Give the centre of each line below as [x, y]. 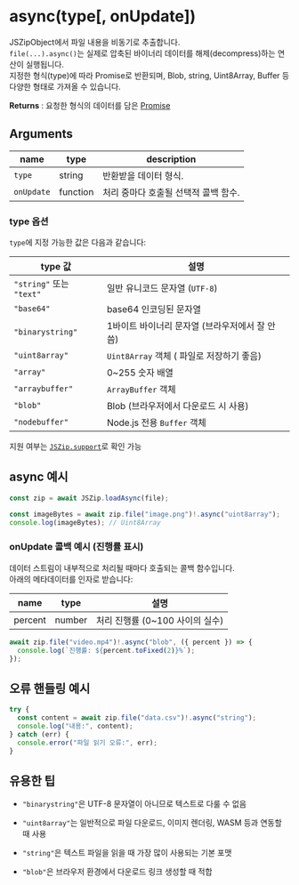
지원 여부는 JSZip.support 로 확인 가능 [76, 447]
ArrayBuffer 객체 [141, 390]
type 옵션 [29, 221]
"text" [28, 294]
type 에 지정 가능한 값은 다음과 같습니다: [78, 243]
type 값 [56, 267]
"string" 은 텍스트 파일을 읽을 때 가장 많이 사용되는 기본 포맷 [127, 853]
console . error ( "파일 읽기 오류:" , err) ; [88, 743]
